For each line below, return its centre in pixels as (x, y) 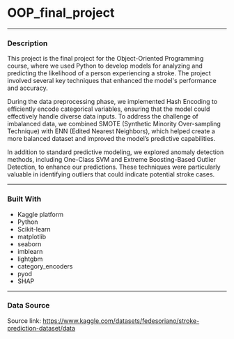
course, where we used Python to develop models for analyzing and (105, 66)
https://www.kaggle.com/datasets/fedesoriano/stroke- (121, 321)
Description (28, 43)
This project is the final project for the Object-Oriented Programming (106, 59)
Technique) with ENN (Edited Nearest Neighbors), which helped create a (111, 131)
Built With (24, 199)
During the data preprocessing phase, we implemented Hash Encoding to (112, 102)
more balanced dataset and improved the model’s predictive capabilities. (111, 139)
